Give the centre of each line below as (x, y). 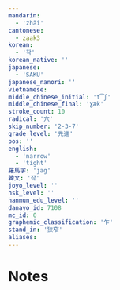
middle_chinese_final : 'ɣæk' (56, 104)
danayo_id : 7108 (35, 207)
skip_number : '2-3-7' (44, 126)
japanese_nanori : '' (42, 82)
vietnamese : (28, 89)
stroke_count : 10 (37, 112)
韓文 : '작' (24, 178)
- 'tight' (31, 164)
